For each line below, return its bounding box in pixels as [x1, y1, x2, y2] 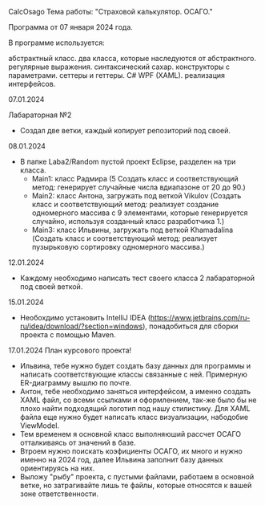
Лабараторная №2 [8, 110, 72, 120]
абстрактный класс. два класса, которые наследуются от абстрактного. [8, 54, 257, 63]
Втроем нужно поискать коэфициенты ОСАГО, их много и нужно [19, 446, 243, 456]
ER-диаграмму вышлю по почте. [19, 378, 132, 388]
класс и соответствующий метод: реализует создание [31, 200, 219, 209]
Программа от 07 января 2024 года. [8, 22, 134, 31]
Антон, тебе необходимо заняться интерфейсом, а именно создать [19, 387, 251, 396]
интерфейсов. [8, 79, 56, 88]
